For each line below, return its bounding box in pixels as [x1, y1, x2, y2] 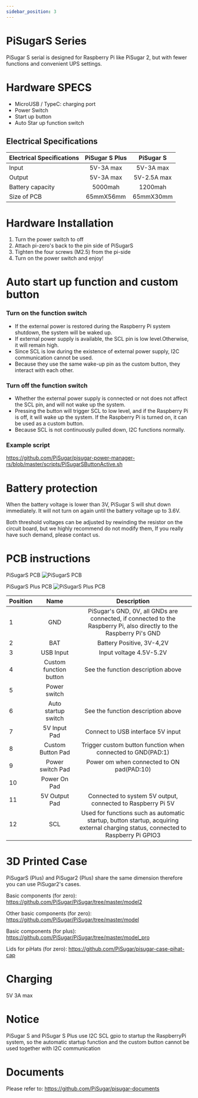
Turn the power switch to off [14, 236, 84, 243]
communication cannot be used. [14, 354, 93, 361]
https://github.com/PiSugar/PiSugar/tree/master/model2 [6, 899, 143, 906]
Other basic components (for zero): [6, 910, 92, 917]
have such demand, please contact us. [6, 531, 100, 538]
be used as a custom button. [14, 420, 84, 427]
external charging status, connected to [79, 823, 187, 832]
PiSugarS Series [6, 34, 87, 47]
